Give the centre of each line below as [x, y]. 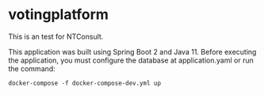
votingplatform [59, 15]
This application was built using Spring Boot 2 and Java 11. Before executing [132, 51]
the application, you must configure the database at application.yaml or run [131, 60]
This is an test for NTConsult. [56, 36]
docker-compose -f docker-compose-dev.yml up [84, 83]
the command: [32, 68]
